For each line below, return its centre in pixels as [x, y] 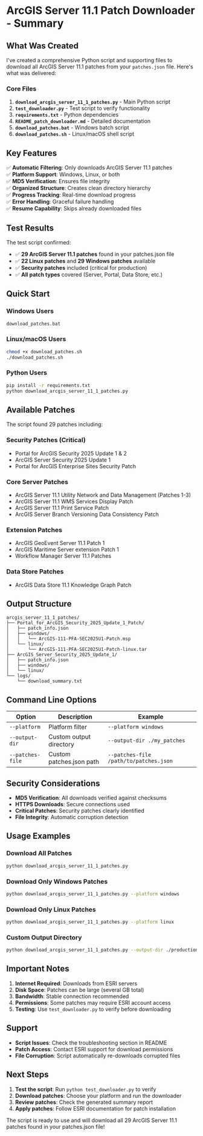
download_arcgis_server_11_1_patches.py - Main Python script [93, 102]
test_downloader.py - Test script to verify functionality [82, 108]
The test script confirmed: [39, 242]
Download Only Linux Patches [51, 909]
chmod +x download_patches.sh [44, 351]
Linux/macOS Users [36, 339]
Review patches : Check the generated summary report [84, 1102]
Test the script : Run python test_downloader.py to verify [85, 1089]
